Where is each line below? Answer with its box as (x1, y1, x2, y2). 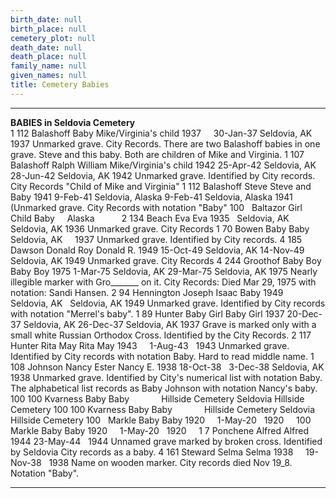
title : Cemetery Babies (10, 80, 110, 90)
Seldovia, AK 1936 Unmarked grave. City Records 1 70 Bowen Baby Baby (10, 222, 310, 235)
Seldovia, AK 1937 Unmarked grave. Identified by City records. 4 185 (10, 233, 303, 245)
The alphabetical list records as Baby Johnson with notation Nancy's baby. (10, 382, 318, 394)
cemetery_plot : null (10, 33, 97, 43)
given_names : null (10, 71, 87, 81)
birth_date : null (10, 14, 83, 25)
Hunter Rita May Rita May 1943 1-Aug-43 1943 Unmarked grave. (10, 339, 290, 351)
